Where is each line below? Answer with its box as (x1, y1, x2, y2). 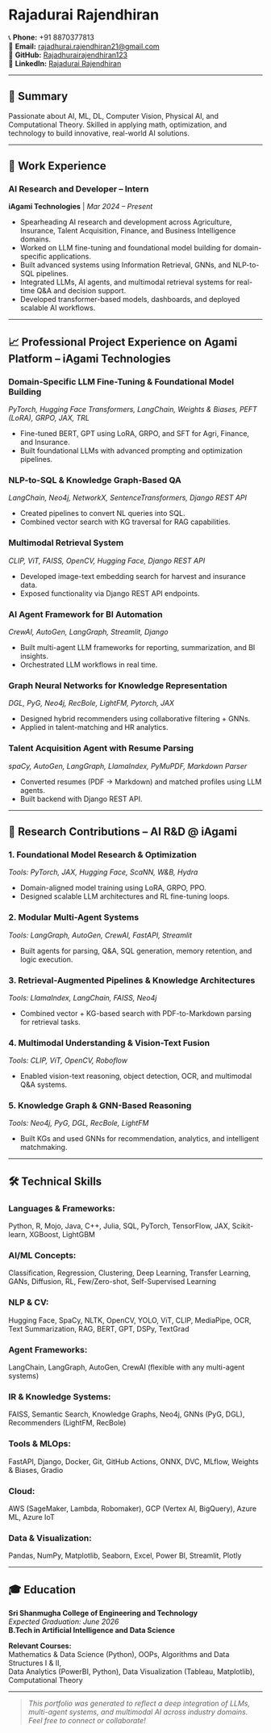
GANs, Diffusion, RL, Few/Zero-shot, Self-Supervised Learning (8, 1277, 216, 1286)
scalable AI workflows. (19, 303, 96, 313)
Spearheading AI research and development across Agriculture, (19, 217, 232, 227)
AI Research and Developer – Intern (8, 183, 149, 195)
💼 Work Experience (8, 159, 106, 173)
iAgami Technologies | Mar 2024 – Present (8, 202, 153, 212)
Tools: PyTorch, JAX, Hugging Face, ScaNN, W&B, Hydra (8, 867, 198, 877)
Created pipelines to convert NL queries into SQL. (19, 509, 186, 518)
